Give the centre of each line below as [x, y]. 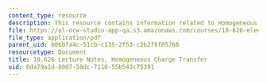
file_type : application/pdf [55, 38]
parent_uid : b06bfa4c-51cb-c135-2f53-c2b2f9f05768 [94, 45]
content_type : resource [48, 15]
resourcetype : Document [48, 52]
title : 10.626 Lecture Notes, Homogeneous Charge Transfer [108, 60]
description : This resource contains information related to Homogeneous [133, 23]
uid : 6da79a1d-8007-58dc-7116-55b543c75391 [81, 67]
